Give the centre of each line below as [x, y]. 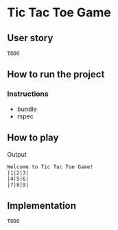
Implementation [42, 206]
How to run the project [56, 74]
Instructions [28, 94]
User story [30, 38]
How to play [33, 138]
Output [17, 154]
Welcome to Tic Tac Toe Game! [50, 167]
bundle [27, 109]
